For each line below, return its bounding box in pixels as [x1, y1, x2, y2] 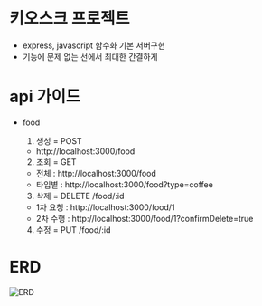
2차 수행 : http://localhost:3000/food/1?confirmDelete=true [35, 213, 254, 224]
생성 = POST [35, 135, 83, 146]
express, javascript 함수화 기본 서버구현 [22, 40, 165, 51]
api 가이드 [9, 87, 81, 107]
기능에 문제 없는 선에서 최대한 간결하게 [22, 51, 158, 62]
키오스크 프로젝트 [9, 8, 130, 29]
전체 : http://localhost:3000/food [35, 167, 156, 178]
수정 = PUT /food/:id [35, 224, 111, 235]
